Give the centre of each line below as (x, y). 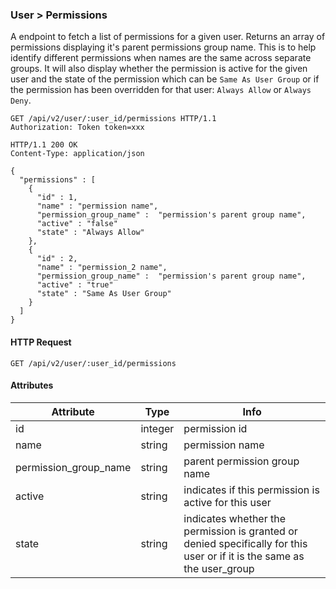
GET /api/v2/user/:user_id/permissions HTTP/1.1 (113, 119)
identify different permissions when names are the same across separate (161, 58)
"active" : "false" (77, 224)
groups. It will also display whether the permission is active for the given (159, 69)
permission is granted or (240, 531)
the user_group (219, 568)
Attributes (32, 385)
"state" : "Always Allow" (90, 233)
